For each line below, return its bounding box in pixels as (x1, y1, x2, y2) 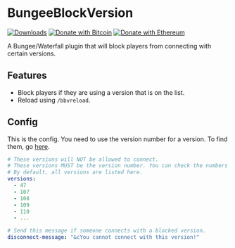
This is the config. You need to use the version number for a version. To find (7, 135, 228, 143)
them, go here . (7, 142, 50, 150)
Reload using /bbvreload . (17, 96, 91, 104)
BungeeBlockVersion (7, 5, 134, 21)
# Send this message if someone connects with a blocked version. (7, 227, 206, 235)
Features (7, 70, 47, 81)
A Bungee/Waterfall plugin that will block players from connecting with (7, 41, 212, 50)
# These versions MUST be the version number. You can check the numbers (7, 162, 229, 169)
